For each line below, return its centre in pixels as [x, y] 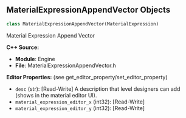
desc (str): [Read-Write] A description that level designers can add [98, 89]
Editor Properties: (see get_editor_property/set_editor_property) [87, 77]
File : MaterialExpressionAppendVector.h [66, 65]
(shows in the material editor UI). [56, 95]
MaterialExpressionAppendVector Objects [88, 10]
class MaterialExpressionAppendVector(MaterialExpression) [83, 24]
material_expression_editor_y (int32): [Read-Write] [80, 108]
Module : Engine [35, 59]
